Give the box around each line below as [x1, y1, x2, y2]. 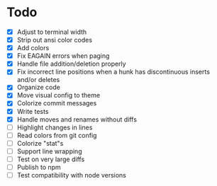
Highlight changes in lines [16, 123, 93, 132]
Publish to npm [16, 163, 61, 171]
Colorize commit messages [16, 99, 97, 107]
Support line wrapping [16, 146, 82, 156]
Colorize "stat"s [16, 139, 64, 147]
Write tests [16, 107, 49, 115]
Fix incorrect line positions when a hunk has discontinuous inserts [16, 68, 211, 76]
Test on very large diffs [16, 155, 85, 163]
